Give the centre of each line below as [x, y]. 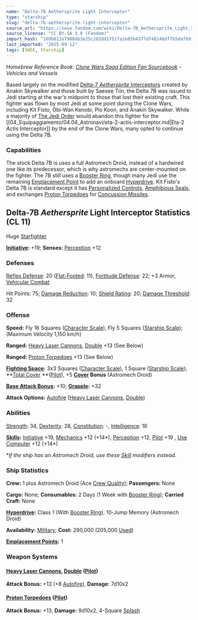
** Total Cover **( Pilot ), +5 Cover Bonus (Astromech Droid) [79, 375]
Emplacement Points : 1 [35, 541]
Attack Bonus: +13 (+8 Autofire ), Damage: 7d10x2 [67, 584]
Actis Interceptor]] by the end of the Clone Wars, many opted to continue [95, 128]
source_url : [21, 28]
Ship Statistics [27, 470]
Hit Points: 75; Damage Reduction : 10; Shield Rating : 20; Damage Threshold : [98, 293]
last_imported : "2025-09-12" [42, 45]
